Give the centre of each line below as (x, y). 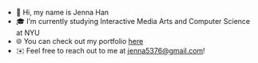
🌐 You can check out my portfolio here (79, 41)
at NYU (28, 33)
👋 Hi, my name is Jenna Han (62, 12)
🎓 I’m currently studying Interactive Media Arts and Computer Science (133, 21)
